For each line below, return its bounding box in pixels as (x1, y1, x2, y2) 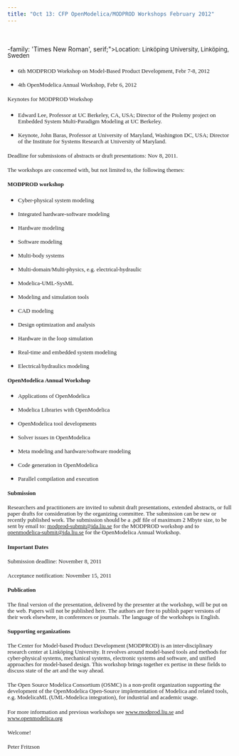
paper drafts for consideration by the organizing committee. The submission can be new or (7, 510, 217, 518)
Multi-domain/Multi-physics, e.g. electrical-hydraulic (17, 265, 142, 273)
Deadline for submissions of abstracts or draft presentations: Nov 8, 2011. (7, 151, 178, 159)
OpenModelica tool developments (17, 419, 97, 427)
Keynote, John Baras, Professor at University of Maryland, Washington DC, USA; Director (17, 131, 230, 139)
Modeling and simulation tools (17, 293, 90, 300)
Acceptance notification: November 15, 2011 (7, 572, 112, 580)
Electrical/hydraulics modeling (17, 362, 90, 369)
